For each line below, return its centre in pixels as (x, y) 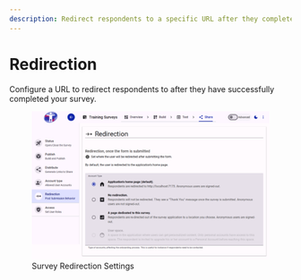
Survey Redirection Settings (83, 266)
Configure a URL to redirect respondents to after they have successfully (142, 89)
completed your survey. (53, 98)
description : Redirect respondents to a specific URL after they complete (152, 19)
